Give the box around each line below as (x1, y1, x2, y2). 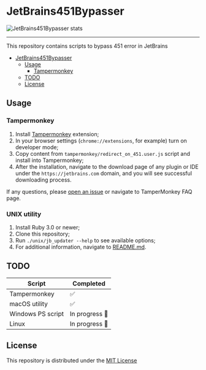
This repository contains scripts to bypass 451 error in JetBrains (6, 42, 168, 50)
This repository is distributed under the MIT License (6, 357, 137, 364)
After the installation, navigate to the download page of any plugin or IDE (15, 163, 199, 170)
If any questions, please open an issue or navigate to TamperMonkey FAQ (6, 188, 193, 195)
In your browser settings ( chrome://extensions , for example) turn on (15, 137, 187, 144)
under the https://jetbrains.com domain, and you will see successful (15, 169, 192, 177)
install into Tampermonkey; (15, 156, 84, 164)
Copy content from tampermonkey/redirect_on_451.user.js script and (15, 150, 191, 157)
